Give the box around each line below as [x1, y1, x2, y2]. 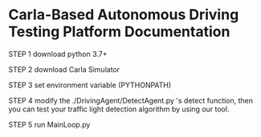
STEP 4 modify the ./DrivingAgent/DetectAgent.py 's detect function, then [8, 95, 254, 105]
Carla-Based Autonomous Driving [8, 6, 239, 24]
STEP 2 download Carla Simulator [8, 64, 120, 74]
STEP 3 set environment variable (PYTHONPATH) [8, 80, 172, 90]
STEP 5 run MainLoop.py [8, 119, 91, 129]
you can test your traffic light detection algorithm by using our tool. [8, 104, 230, 114]
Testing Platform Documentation [8, 22, 230, 41]
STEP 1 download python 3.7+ [8, 49, 108, 58]
